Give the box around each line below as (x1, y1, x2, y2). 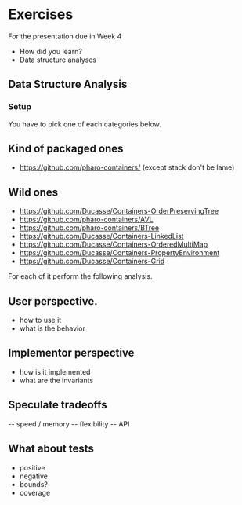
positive (19, 463, 45, 472)
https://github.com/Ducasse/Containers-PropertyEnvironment (19, 248, 220, 258)
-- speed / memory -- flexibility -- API (8, 419, 130, 429)
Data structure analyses (19, 55, 96, 64)
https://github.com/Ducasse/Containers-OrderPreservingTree (19, 207, 219, 216)
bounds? (19, 479, 49, 489)
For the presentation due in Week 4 (8, 31, 122, 41)
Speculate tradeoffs (8, 398, 107, 412)
